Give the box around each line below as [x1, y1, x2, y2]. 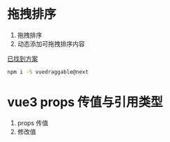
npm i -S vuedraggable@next [7, 68, 89, 76]
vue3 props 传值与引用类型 [7, 94, 164, 110]
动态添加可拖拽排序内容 [17, 39, 85, 48]
